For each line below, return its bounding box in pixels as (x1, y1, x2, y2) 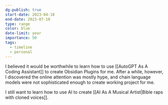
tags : (5, 40, 17, 45)
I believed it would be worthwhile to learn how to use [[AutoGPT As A (5, 63, 148, 69)
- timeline (10, 45, 33, 50)
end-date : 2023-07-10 (5, 17, 51, 22)
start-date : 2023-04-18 (5, 12, 55, 17)
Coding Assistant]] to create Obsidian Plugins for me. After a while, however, (5, 68, 163, 74)
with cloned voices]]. (5, 94, 49, 100)
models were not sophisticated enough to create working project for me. (5, 79, 155, 85)
